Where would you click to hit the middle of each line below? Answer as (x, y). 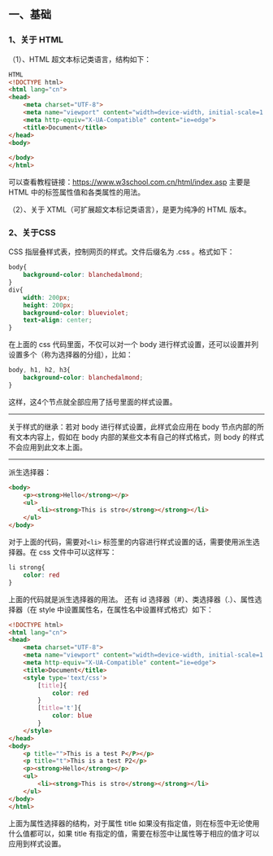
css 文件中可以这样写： (78, 552)
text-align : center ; (58, 320)
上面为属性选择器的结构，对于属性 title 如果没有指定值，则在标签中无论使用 (134, 823)
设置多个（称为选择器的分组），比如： (71, 355)
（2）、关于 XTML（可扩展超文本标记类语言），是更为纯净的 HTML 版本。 (130, 209)
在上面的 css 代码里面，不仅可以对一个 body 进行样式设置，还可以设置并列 (134, 345)
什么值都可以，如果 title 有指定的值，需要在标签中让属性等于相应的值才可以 (134, 833)
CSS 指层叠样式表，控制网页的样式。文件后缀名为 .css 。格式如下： (121, 252)
